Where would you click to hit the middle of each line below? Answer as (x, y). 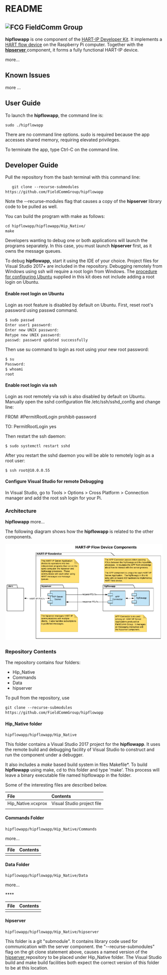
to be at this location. (27, 967)
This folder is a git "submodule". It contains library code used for (72, 941)
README (24, 9)
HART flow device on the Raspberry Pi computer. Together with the (74, 45)
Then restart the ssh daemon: (36, 436)
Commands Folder (25, 818)
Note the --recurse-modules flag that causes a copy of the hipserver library (83, 202)
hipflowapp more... (25, 522)
